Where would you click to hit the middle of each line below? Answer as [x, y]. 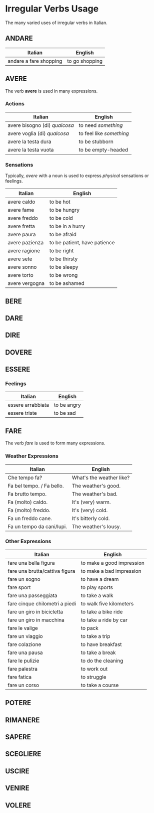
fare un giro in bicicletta [35, 611]
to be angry [67, 405]
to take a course [100, 685]
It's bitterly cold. [91, 518]
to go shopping [85, 61]
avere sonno [22, 267]
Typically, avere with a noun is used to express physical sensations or [77, 176]
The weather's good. [96, 485]
